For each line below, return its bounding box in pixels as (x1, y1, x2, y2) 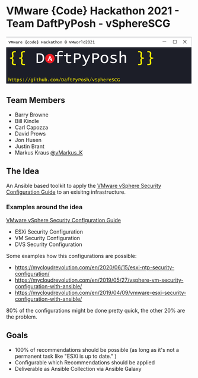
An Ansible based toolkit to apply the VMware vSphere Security (6, 182, 162, 189)
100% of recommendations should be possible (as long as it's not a (14, 346, 180, 353)
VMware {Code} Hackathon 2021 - (6, 4, 180, 18)
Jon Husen (14, 136, 41, 143)
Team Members (6, 95, 65, 105)
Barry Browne (14, 111, 49, 118)
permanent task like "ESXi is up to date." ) (14, 352, 117, 360)
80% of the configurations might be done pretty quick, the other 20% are (6, 307, 186, 314)
